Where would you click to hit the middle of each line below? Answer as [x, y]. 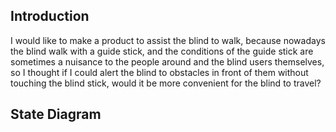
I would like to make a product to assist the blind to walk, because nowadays [168, 40]
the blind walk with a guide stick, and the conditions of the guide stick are [162, 51]
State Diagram [56, 114]
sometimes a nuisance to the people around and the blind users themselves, [167, 61]
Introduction [50, 16]
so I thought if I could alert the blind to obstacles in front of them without [159, 72]
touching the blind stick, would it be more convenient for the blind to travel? [166, 83]
